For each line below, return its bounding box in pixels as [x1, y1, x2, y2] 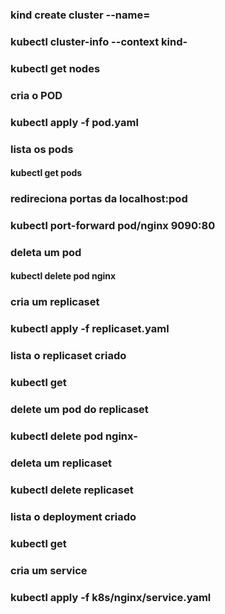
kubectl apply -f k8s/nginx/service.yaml [10, 590, 212, 604]
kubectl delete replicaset [10, 483, 134, 497]
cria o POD [10, 88, 63, 102]
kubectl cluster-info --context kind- [10, 34, 188, 48]
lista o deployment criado [10, 509, 137, 523]
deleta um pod [10, 245, 82, 259]
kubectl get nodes [10, 61, 101, 75]
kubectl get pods [10, 167, 83, 179]
